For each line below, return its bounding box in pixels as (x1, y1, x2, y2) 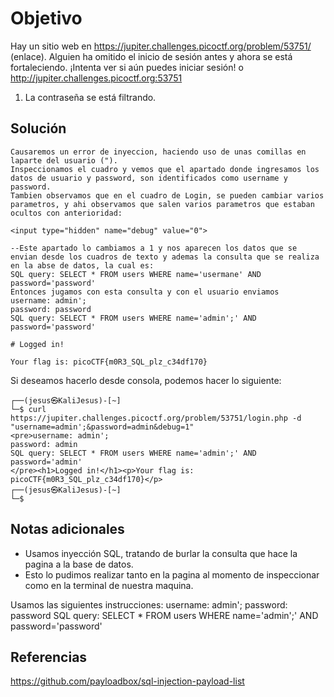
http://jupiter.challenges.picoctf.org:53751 (10, 72, 183, 84)
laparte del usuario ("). (10, 155, 118, 166)
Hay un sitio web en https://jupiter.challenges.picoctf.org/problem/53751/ (10, 40, 312, 52)
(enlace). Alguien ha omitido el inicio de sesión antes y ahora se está (10, 50, 293, 62)
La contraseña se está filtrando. (24, 91, 157, 103)
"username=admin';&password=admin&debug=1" (10, 422, 195, 432)
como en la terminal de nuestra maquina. (24, 579, 194, 591)
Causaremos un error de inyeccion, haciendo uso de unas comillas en (10, 147, 307, 157)
